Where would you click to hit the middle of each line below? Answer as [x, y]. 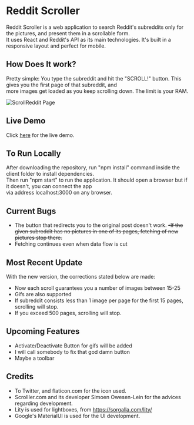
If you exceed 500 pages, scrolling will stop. [68, 313]
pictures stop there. [39, 238]
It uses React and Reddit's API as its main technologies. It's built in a [89, 39]
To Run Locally [34, 153]
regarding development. [44, 403]
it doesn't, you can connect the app [49, 186]
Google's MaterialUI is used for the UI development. [77, 416]
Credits [20, 377]
